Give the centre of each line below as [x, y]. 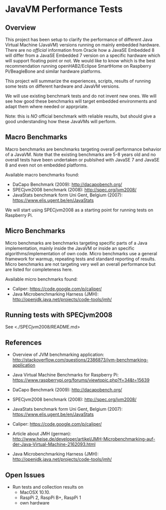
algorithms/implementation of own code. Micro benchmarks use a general [81, 253]
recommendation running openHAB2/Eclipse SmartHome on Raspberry [78, 66]
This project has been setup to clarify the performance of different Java [79, 39]
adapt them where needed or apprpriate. [47, 106]
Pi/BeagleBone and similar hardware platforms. [53, 71]
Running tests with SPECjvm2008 [59, 315]
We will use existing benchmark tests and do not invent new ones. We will [81, 96]
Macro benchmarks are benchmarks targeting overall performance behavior [83, 149]
